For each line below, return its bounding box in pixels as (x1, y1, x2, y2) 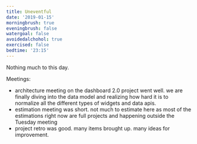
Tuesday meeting (14, 118, 58, 126)
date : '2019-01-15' (6, 14, 55, 20)
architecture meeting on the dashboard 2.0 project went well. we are (14, 87, 183, 94)
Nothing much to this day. (6, 64, 70, 71)
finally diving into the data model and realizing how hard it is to (14, 93, 168, 100)
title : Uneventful (6, 8, 52, 15)
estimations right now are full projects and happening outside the (14, 112, 175, 119)
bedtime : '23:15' (6, 48, 49, 54)
